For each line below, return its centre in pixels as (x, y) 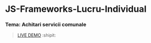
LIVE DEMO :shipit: (37, 35)
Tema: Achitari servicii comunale (46, 25)
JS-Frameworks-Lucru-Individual (76, 9)
